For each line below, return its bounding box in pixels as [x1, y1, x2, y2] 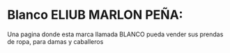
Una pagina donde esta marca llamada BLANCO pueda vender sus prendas [7, 30, 224, 38]
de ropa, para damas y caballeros [7, 37, 104, 45]
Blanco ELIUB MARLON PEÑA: [7, 7, 183, 23]
